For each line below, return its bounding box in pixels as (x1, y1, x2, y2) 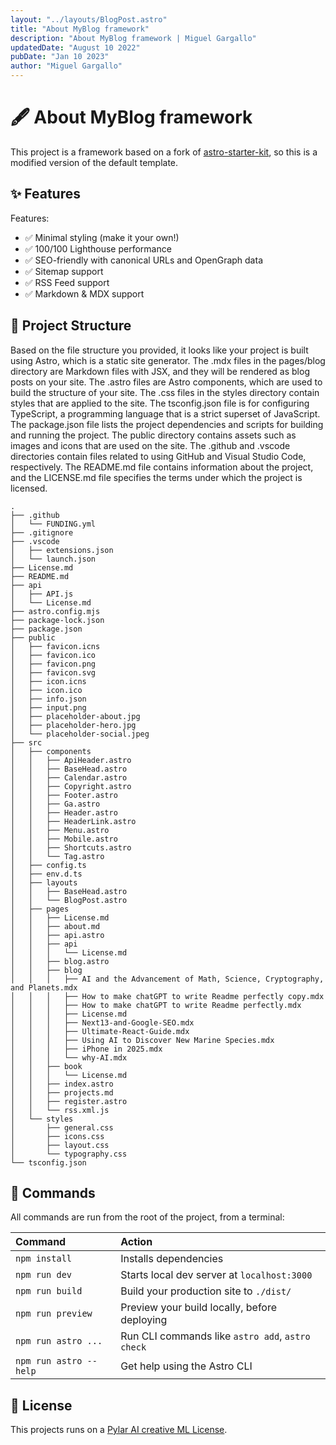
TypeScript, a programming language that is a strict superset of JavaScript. (10, 407, 321, 420)
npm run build (15, 1286, 83, 1297)
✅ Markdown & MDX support (24, 287, 145, 300)
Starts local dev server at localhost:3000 (120, 1268, 313, 1282)
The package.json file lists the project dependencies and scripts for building (10, 418, 324, 430)
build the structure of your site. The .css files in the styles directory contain (10, 386, 320, 398)
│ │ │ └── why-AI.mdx (10, 1052, 128, 1063)
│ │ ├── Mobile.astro (10, 834, 118, 844)
